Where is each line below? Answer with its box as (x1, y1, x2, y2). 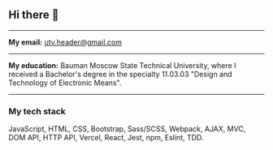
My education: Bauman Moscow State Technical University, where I (8, 60, 236, 70)
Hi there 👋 (8, 8, 59, 22)
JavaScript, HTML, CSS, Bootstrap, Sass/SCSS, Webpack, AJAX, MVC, (8, 124, 246, 134)
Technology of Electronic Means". (8, 78, 122, 88)
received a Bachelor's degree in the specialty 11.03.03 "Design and (8, 69, 233, 79)
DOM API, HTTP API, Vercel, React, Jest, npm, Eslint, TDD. (8, 133, 204, 143)
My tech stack (8, 105, 67, 117)
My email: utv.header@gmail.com (8, 37, 122, 47)
